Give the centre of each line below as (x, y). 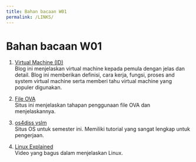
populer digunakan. (38, 87)
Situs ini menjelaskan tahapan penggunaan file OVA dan (82, 105)
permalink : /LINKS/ (30, 17)
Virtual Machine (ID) (39, 62)
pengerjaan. (29, 135)
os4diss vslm (31, 123)
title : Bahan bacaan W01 (36, 11)
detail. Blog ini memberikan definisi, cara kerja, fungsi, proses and (94, 75)
